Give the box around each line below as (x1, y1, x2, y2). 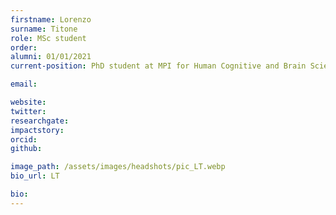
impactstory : (10, 125, 65, 135)
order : (10, 42, 38, 53)
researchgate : (10, 116, 70, 126)
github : (10, 144, 43, 154)
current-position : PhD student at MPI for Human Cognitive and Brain (10, 61, 307, 71)
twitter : (10, 106, 47, 116)
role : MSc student (10, 33, 87, 43)
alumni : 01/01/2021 (10, 52, 92, 62)
